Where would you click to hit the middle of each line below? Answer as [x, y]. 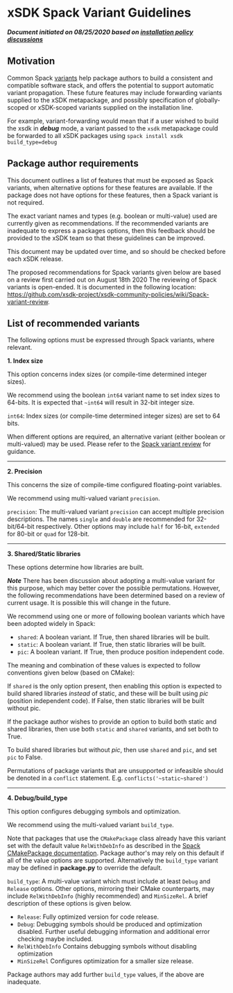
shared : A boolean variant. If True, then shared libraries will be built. [113, 637]
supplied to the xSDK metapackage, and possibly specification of [101, 100]
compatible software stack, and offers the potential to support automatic [111, 85]
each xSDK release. [35, 259]
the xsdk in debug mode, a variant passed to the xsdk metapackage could [113, 128]
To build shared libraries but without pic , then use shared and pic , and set [112, 750]
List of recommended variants [74, 323]
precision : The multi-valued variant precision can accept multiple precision [115, 512]
